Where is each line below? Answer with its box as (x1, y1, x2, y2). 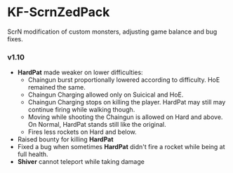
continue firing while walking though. (27, 106, 135, 114)
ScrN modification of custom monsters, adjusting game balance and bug (7, 27, 218, 36)
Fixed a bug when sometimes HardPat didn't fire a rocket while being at (17, 143, 226, 151)
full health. (17, 150, 48, 158)
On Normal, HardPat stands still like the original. (27, 120, 166, 129)
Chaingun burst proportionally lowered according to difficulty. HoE (27, 76, 220, 84)
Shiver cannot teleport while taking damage (17, 158, 145, 166)
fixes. (7, 34, 23, 43)
